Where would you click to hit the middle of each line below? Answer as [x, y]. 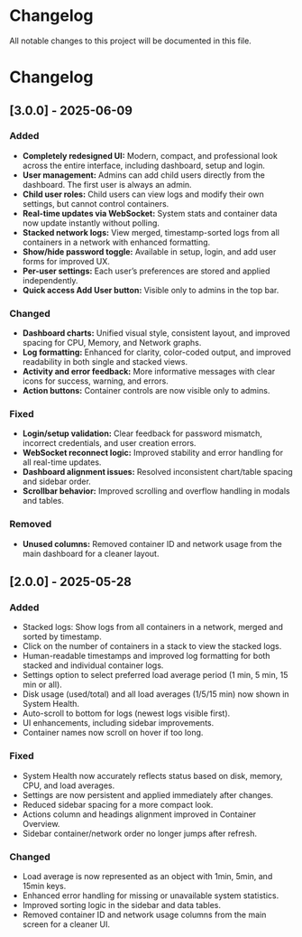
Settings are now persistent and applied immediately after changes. [147, 794]
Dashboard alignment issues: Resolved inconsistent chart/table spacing [157, 472]
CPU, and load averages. [69, 785]
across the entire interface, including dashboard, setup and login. [144, 165]
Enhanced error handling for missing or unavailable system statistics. [151, 895]
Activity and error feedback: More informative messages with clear [149, 372]
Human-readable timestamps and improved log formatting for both [146, 656]
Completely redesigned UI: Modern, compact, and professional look [150, 155]
